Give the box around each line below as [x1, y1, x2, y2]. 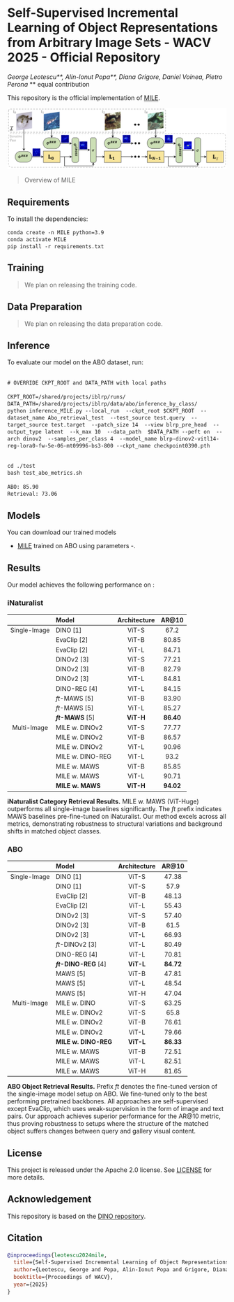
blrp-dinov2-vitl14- [159, 436, 219, 443]
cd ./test [7, 463, 36, 470]
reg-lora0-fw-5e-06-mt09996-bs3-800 [7, 443, 114, 450]
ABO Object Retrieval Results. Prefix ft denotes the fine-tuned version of [7, 1082, 218, 1091]
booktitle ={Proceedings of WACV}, [13, 1274, 114, 1281]
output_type [7, 429, 42, 436]
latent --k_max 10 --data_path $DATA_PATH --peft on [44, 429, 210, 436]
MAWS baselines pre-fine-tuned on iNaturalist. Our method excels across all [7, 812, 226, 820]
